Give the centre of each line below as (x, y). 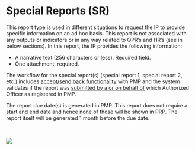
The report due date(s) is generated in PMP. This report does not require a (97, 105)
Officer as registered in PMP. (41, 94)
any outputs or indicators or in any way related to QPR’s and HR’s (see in (94, 40)
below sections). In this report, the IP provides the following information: (94, 46)
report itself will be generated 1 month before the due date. (78, 118)
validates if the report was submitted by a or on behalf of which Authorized (98, 87)
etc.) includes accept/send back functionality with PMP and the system (93, 81)
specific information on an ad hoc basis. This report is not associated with (96, 33)
